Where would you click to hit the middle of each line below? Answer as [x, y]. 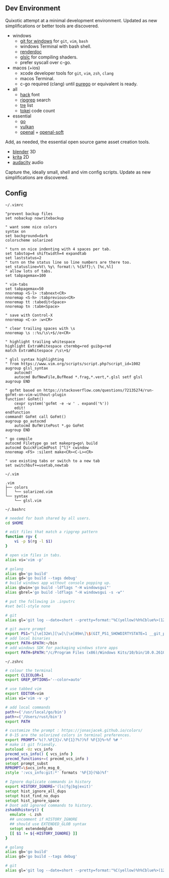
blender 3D [24, 151]
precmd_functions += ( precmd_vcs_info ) [47, 758]
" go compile [19, 439]
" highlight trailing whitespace [40, 342]
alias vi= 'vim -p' [24, 560]
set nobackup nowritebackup [35, 218]
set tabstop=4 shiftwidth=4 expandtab [46, 253]
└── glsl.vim [28, 501]
